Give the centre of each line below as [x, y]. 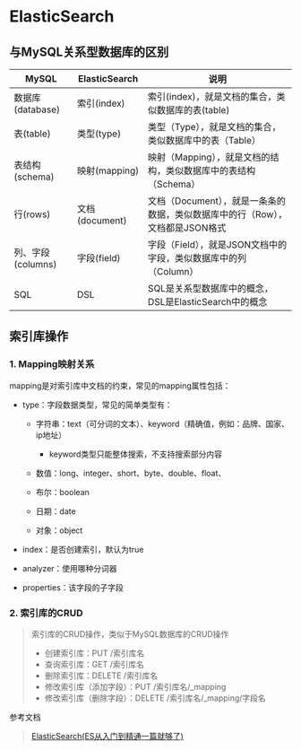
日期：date [56, 511]
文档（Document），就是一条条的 [217, 201]
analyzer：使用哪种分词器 [70, 568]
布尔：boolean [62, 492]
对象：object [59, 530]
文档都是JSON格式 [187, 228]
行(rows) [32, 214]
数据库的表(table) [193, 110]
